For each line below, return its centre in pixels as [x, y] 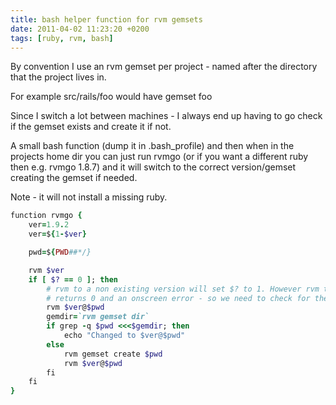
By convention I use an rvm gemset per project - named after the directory [164, 67]
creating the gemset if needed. [74, 178]
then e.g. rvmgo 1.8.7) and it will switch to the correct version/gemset [153, 167]
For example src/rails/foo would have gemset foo [111, 97]
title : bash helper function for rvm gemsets [106, 19]
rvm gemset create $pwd [113, 354]
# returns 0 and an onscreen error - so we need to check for [178, 298]
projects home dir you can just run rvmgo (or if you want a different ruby [159, 157]
